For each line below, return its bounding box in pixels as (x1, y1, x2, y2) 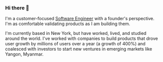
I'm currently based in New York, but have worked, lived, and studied (5, 31, 147, 36)
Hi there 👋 (5, 4, 30, 11)
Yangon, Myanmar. (5, 51, 44, 57)
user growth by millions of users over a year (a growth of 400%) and (5, 41, 146, 47)
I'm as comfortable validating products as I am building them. (5, 21, 131, 27)
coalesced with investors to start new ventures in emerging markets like (5, 46, 153, 52)
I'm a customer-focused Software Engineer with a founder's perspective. (5, 16, 155, 22)
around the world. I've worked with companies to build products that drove (5, 35, 158, 41)
